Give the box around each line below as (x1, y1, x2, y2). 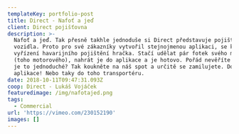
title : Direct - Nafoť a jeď (7, 17, 94, 24)
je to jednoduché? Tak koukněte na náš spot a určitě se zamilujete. (14, 63, 224, 70)
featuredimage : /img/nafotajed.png (7, 89, 113, 96)
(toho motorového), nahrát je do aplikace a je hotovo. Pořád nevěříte (14, 57, 231, 64)
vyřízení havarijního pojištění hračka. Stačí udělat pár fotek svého (14, 50, 228, 57)
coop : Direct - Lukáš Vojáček (7, 83, 97, 90)
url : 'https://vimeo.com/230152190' (7, 109, 116, 116)
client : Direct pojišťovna (7, 23, 87, 30)
